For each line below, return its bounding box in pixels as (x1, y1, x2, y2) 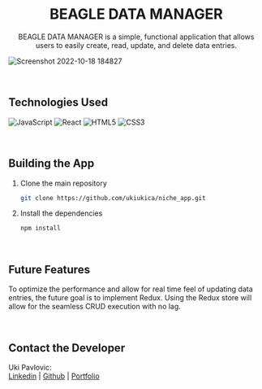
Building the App (8, 156, 95, 171)
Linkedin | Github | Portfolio (8, 371, 100, 381)
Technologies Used (8, 95, 108, 110)
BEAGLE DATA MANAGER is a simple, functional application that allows (18, 32, 255, 42)
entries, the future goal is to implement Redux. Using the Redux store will (8, 293, 252, 303)
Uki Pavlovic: (8, 362, 52, 372)
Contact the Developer (8, 341, 126, 355)
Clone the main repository (19, 178, 108, 188)
